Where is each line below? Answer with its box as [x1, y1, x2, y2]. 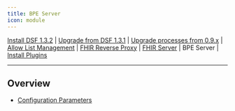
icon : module [7, 17, 45, 24]
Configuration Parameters [17, 96, 92, 105]
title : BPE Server [7, 10, 61, 17]
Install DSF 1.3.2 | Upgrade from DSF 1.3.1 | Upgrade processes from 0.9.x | [7, 36, 223, 44]
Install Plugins [7, 50, 48, 59]
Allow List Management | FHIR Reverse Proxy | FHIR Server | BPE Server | [7, 43, 219, 52]
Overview [7, 77, 51, 89]
